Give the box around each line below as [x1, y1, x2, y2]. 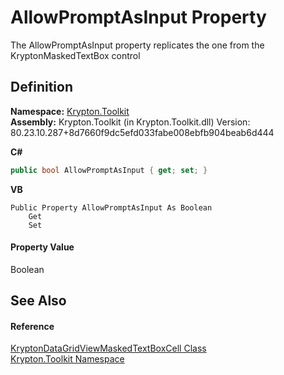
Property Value [10, 241, 75, 253]
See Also [10, 292, 67, 310]
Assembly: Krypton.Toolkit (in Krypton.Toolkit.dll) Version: [10, 116, 251, 128]
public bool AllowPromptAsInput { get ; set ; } [10, 165, 208, 175]
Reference [10, 320, 55, 332]
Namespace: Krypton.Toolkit [10, 105, 130, 117]
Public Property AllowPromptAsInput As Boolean [10, 202, 213, 213]
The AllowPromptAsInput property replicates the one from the [10, 39, 265, 51]
